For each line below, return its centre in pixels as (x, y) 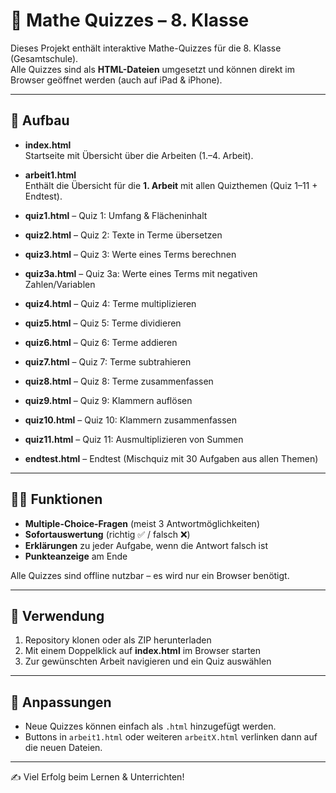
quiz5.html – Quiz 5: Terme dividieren (103, 323)
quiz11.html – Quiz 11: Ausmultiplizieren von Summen (134, 439)
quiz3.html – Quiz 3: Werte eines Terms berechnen (130, 254)
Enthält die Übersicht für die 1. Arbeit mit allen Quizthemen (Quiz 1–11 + (171, 185)
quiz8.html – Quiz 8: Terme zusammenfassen (119, 381)
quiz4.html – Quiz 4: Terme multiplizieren (110, 303)
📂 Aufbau (40, 120)
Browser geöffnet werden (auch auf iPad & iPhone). (116, 80)
